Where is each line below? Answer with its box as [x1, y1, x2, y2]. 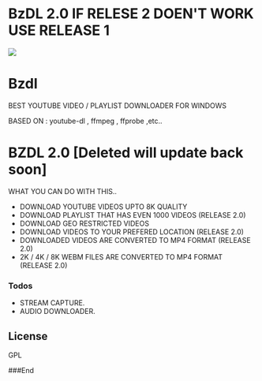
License [8, 329, 48, 343]
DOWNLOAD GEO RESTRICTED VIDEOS [19, 219, 150, 228]
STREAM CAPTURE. [19, 298, 85, 308]
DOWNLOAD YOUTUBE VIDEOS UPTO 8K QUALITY [19, 202, 188, 211]
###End [8, 365, 34, 375]
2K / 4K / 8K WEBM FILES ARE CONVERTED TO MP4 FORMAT [19, 252, 223, 261]
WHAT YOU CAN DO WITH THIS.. [8, 186, 117, 196]
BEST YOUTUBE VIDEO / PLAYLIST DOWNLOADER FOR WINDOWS [8, 100, 227, 110]
